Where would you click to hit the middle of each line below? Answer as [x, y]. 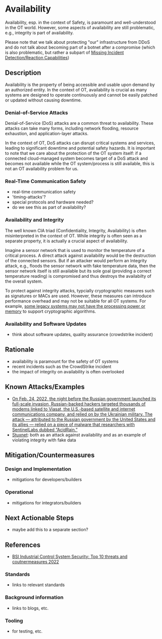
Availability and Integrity [35, 220]
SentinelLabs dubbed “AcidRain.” [45, 429]
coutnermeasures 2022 [36, 562]
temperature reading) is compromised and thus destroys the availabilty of [78, 276]
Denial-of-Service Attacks [37, 113]
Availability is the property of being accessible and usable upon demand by [80, 84]
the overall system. [24, 281]
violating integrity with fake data [44, 440]
